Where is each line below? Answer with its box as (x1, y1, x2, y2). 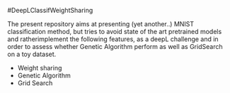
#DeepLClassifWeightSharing (7, 6, 93, 14)
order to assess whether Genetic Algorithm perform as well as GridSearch (7, 43, 223, 50)
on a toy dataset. (7, 50, 57, 58)
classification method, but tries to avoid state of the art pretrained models (7, 28, 222, 35)
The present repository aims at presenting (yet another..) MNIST (7, 20, 195, 28)
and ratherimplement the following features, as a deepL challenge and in (7, 35, 219, 43)
